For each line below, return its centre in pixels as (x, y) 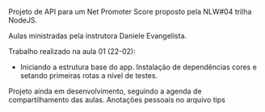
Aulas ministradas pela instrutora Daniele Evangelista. (98, 36)
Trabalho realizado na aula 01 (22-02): (72, 51)
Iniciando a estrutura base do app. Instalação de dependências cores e (138, 67)
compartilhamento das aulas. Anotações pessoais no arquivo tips (117, 100)
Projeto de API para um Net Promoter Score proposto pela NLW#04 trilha (130, 12)
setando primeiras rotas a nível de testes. (89, 75)
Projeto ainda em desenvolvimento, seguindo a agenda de (105, 91)
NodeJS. (23, 20)
